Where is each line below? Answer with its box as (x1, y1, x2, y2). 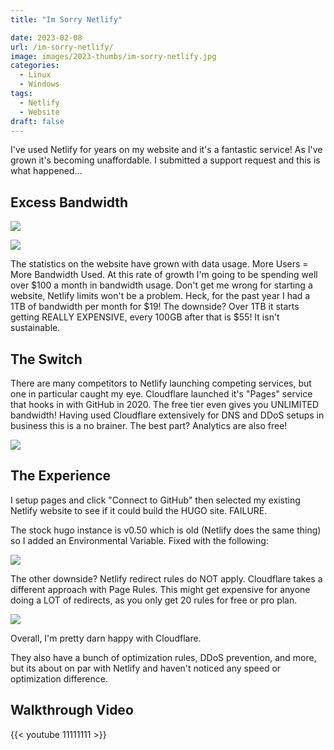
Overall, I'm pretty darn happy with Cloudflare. (10, 632, 202, 644)
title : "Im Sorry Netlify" (10, 14, 123, 25)
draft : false (10, 116, 65, 126)
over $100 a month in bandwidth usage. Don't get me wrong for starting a (10, 279, 313, 291)
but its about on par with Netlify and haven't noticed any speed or (10, 662, 282, 674)
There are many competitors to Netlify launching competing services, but (10, 377, 312, 389)
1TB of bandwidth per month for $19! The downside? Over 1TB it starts (10, 301, 300, 313)
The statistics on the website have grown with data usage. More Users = (10, 258, 309, 270)
